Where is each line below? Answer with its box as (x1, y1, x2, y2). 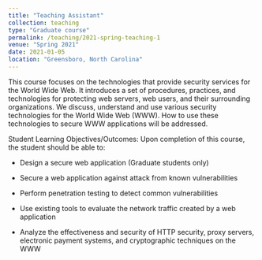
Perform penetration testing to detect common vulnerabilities (19, 188, 219, 198)
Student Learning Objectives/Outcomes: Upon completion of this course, (8, 134, 245, 143)
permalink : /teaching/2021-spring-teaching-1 (8, 33, 160, 42)
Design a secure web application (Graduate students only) (19, 158, 209, 167)
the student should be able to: (8, 143, 106, 152)
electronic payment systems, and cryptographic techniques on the (19, 236, 237, 245)
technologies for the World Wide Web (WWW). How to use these (8, 110, 219, 120)
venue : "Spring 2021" (8, 41, 80, 49)
